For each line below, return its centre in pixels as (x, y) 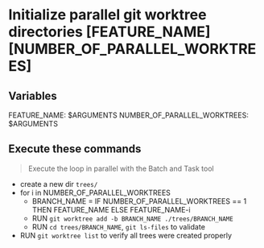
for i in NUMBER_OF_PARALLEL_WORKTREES (95, 192)
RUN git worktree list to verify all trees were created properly (126, 235)
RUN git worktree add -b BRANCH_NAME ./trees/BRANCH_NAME (132, 218)
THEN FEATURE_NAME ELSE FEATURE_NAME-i (111, 209)
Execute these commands (75, 149)
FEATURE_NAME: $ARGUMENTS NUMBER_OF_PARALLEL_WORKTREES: (129, 115)
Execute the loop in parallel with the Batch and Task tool (121, 168)
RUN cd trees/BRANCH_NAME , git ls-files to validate (118, 226)
